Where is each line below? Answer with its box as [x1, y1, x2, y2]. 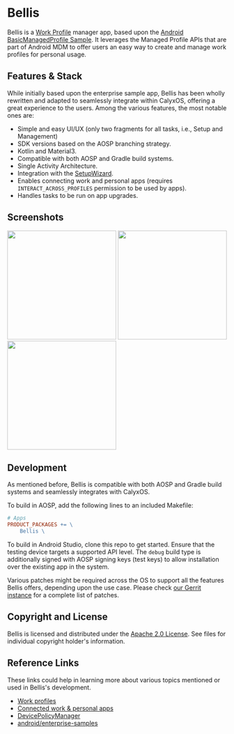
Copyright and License [7, 611, 108, 623]
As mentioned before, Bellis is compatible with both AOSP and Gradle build [7, 480, 222, 489]
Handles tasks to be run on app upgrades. [17, 191, 139, 199]
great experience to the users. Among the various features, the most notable [7, 103, 227, 112]
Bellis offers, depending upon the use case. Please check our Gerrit [7, 583, 202, 592]
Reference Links [7, 657, 79, 669]
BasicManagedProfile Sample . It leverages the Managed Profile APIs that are [7, 35, 227, 43]
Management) [17, 132, 58, 140]
